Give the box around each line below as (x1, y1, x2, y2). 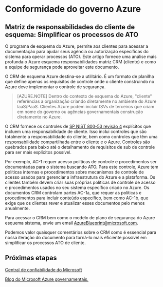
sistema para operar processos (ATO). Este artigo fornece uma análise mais (5, 54, 157, 59)
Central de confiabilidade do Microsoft (5, 267, 82, 272)
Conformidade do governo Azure (5, 3, 141, 15)
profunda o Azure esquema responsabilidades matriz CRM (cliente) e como (5, 59, 156, 64)
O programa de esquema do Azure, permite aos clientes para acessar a (5, 43, 148, 49)
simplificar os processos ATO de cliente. (5, 240, 86, 246)
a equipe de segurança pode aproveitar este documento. (5, 64, 119, 70)
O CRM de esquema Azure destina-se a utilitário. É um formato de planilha (5, 74, 154, 79)
